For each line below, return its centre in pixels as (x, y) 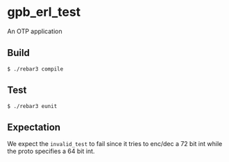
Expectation (34, 127)
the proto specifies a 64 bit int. (51, 151)
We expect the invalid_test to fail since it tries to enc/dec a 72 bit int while (115, 144)
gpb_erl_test (44, 12)
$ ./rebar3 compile (35, 69)
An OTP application (35, 31)
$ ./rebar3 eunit (32, 106)
